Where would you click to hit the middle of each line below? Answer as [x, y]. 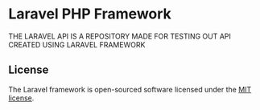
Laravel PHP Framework [90, 14]
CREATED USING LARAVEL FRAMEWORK [77, 44]
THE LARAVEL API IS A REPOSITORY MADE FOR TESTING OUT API [120, 36]
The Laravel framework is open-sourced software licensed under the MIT [130, 89]
